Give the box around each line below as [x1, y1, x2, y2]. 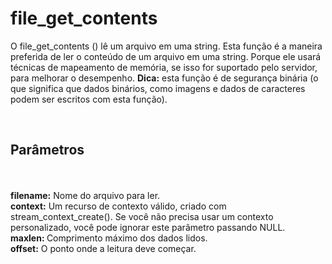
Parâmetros [10, 142, 85, 159]
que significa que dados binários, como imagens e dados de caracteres [10, 82, 306, 94]
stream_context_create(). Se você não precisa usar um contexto [10, 210, 274, 222]
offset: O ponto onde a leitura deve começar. [10, 242, 197, 254]
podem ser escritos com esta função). [10, 93, 168, 105]
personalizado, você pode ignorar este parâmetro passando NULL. [10, 221, 286, 233]
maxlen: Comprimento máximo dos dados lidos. [10, 232, 208, 244]
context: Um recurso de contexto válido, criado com [10, 200, 227, 212]
